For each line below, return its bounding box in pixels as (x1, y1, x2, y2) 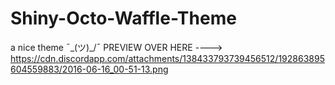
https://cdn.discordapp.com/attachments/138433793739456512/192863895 (10, 52, 325, 64)
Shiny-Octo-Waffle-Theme (10, 7, 237, 30)
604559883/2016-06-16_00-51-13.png (10, 63, 169, 75)
